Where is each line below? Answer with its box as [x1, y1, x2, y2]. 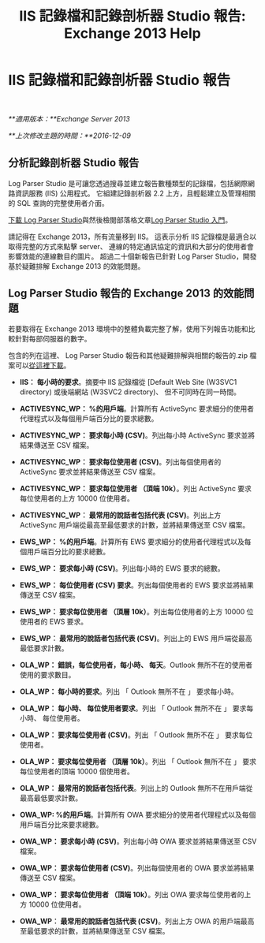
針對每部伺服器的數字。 [14, 334, 91, 343]
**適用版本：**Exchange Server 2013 [8, 114, 130, 123]
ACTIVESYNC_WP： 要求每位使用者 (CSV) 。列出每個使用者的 [19, 457, 222, 466]
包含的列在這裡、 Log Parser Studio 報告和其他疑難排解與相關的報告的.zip [8, 350, 248, 360]
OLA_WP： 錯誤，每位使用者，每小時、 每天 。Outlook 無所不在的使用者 [19, 660, 253, 669]
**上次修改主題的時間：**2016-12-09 [8, 131, 132, 140]
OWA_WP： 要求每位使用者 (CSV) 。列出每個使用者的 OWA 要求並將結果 [19, 863, 255, 872]
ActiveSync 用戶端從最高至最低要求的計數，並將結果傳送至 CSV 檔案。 [19, 520, 250, 529]
